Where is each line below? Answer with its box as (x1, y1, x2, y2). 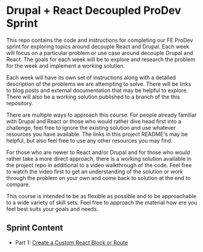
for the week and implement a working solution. (6, 62, 125, 69)
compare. (6, 181, 30, 188)
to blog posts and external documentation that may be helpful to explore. (6, 86, 188, 94)
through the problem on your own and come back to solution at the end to (6, 174, 191, 181)
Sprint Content (6, 223, 64, 233)
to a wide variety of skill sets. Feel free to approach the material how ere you (6, 199, 198, 206)
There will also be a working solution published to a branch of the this (6, 93, 181, 100)
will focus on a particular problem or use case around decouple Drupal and (6, 49, 193, 56)
